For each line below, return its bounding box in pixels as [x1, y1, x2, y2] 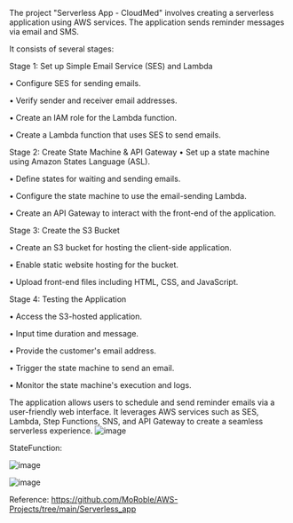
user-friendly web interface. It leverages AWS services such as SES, [9, 407, 259, 416]
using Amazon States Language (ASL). [9, 156, 151, 167]
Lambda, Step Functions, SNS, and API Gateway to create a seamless [9, 416, 264, 426]
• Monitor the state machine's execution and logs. [9, 380, 193, 390]
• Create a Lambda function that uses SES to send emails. [9, 130, 222, 140]
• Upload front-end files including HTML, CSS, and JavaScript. [9, 277, 239, 287]
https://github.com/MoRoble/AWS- [51, 495, 178, 504]
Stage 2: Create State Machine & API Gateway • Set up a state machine [9, 147, 270, 157]
